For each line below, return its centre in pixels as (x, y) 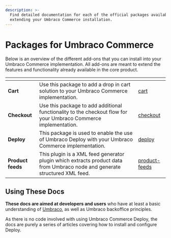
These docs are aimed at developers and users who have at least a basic (83, 204)
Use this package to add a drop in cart (85, 85)
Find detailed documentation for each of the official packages (79, 15)
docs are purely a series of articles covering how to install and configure (81, 225)
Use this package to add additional (80, 106)
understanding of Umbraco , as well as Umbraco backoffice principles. (79, 209)
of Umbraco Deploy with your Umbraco (86, 139)
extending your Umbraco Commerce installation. (61, 19)
